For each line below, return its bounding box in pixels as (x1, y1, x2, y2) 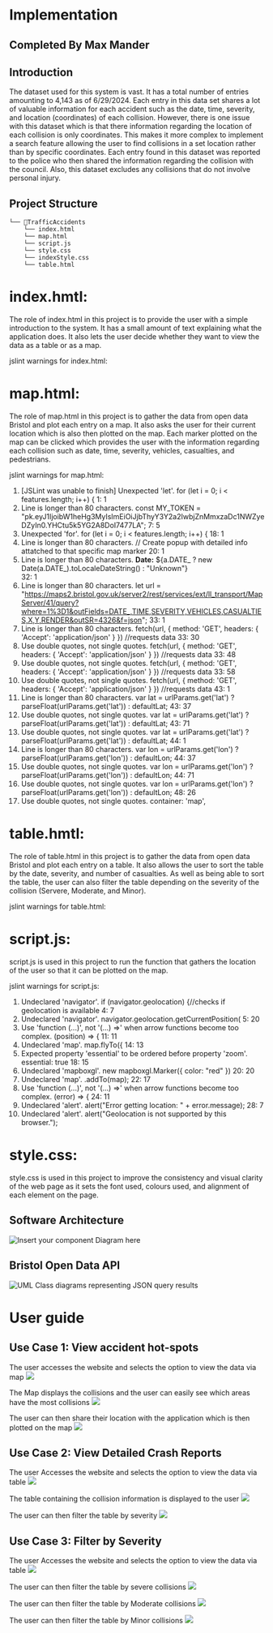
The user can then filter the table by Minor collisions (9, 1616, 183, 1626)
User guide (9, 1309, 84, 1327)
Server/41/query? (20, 598, 79, 608)
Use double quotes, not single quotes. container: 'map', (20, 797, 206, 806)
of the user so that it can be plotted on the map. (9, 965, 168, 975)
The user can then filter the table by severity (9, 1511, 158, 1520)
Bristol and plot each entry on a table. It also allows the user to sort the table (9, 860, 264, 870)
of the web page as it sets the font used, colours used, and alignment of (9, 1181, 250, 1191)
